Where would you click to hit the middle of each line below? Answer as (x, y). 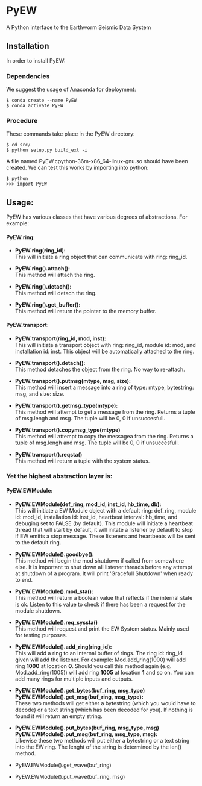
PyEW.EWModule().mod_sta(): (54, 591)
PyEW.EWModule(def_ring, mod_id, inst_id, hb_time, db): (88, 504)
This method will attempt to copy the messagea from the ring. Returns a (104, 436)
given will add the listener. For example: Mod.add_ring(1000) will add (100, 660)
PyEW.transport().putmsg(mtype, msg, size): (73, 381)
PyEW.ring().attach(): (43, 269)
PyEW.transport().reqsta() (49, 454)
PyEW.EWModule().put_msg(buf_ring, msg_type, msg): (86, 734)
